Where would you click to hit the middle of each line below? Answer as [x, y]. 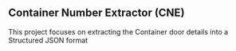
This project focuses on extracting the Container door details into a [118, 31]
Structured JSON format [48, 40]
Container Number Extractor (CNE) [96, 13]
